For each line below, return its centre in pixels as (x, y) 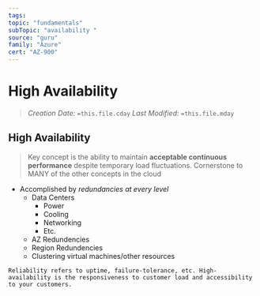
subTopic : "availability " (53, 30)
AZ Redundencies (60, 239)
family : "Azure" (35, 45)
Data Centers (53, 197)
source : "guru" (33, 37)
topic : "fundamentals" (45, 23)
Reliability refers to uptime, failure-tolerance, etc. (102, 270)
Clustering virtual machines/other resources (103, 256)
